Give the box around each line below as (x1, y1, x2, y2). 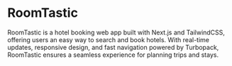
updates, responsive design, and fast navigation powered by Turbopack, (7, 43, 219, 51)
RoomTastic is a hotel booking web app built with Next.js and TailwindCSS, (7, 28, 226, 37)
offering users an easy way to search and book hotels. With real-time (7, 35, 209, 44)
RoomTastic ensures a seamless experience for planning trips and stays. (7, 51, 219, 59)
